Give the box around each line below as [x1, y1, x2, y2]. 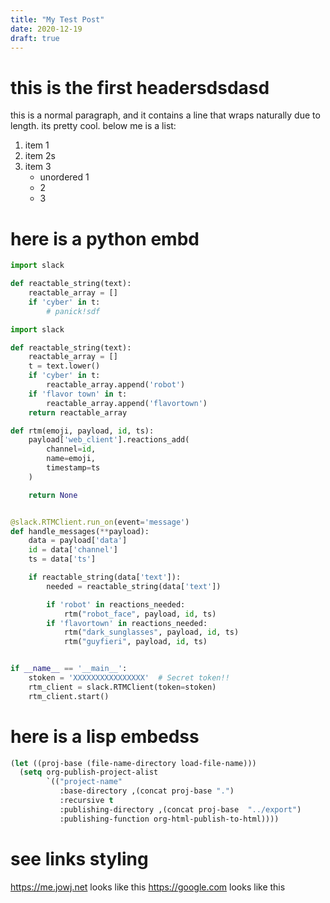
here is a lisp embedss [10, 725, 200, 748]
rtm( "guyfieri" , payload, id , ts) [63, 637, 208, 647]
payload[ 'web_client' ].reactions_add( [28, 435, 190, 445]
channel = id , [46, 444, 97, 455]
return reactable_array [28, 407, 128, 418]
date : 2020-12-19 [10, 24, 83, 34]
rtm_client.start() [28, 691, 110, 701]
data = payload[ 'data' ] [28, 536, 128, 546]
